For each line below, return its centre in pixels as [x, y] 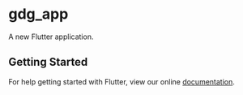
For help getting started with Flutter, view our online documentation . [122, 81]
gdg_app [38, 14]
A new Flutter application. [51, 37]
